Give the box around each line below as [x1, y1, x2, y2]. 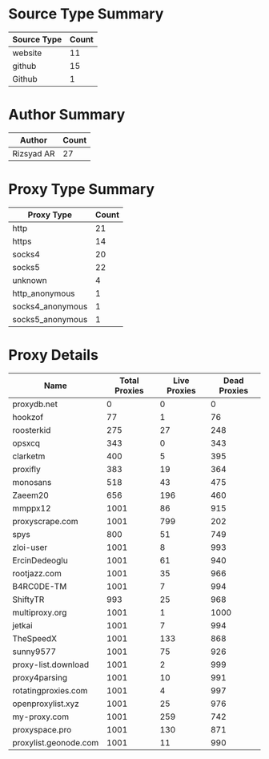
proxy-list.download [12, 659, 90, 670]
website [12, 47, 42, 59]
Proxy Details [8, 346, 98, 364]
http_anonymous [12, 288, 75, 299]
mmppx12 [12, 503, 51, 514]
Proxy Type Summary [8, 180, 155, 199]
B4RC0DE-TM [12, 580, 67, 591]
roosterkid [12, 424, 51, 435]
